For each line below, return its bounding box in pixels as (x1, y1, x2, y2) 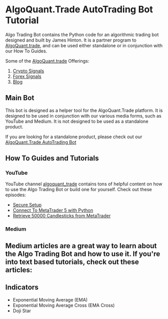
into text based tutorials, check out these (5, 257, 139, 266)
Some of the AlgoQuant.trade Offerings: (5, 58, 90, 64)
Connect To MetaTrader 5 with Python (12, 207, 94, 214)
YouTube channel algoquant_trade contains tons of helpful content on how (5, 181, 162, 187)
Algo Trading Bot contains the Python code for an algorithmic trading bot (5, 31, 159, 37)
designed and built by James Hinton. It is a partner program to (5, 37, 137, 43)
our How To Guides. (5, 48, 48, 54)
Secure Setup (12, 202, 42, 208)
